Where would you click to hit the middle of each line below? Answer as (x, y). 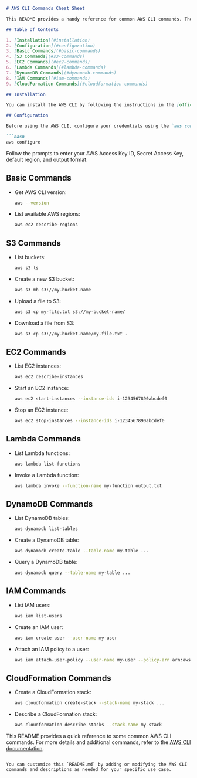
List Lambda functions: (42, 453)
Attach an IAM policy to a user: (52, 649)
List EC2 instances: (38, 366)
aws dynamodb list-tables (46, 529)
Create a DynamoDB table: (47, 540)
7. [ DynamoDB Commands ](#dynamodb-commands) (61, 73)
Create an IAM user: (39, 627)
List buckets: (30, 257)
